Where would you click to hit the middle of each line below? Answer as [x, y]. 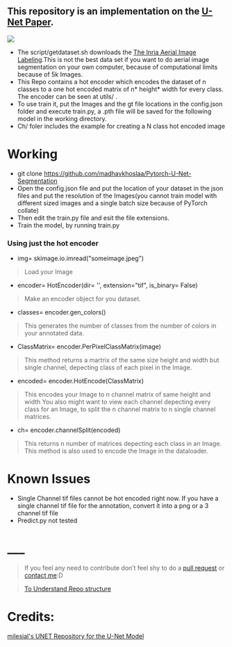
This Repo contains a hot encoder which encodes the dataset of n [111, 81]
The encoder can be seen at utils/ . [67, 96]
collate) [28, 210]
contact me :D [44, 575]
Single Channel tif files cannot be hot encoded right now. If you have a [118, 498]
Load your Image [48, 272]
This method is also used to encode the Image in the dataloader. [116, 451]
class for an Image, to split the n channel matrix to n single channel [120, 409]
